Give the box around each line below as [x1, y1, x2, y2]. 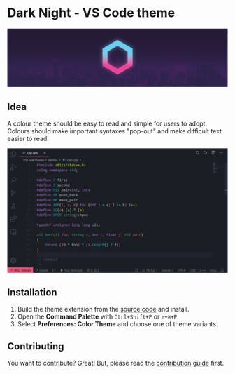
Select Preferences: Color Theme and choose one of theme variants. [17, 320, 218, 328]
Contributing [7, 340, 64, 352]
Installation [7, 286, 57, 299]
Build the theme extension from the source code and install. [17, 305, 190, 314]
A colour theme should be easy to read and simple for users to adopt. [7, 119, 208, 128]
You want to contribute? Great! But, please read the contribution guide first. [7, 359, 225, 368]
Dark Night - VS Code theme [7, 5, 176, 21]
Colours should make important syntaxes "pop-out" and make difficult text [7, 127, 222, 135]
